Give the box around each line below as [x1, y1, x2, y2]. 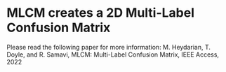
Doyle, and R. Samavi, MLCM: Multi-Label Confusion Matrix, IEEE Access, [6, 50, 219, 59]
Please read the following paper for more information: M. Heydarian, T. [6, 43, 211, 51]
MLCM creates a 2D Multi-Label [6, 5, 194, 21]
